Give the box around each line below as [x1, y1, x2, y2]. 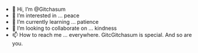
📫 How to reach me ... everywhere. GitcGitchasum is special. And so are [11, 32, 192, 38]
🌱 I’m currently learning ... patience [11, 18, 99, 25]
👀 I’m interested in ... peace [11, 12, 80, 19]
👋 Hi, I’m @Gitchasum [11, 6, 66, 13]
